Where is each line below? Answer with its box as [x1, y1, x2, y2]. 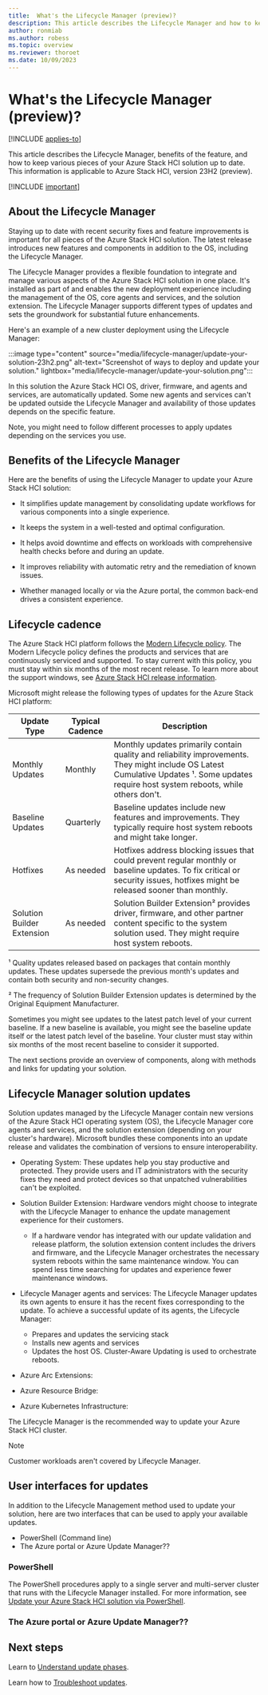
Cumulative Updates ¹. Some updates [113, 769, 253, 780]
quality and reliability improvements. [113, 749, 250, 761]
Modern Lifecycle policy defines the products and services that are [8, 647, 229, 657]
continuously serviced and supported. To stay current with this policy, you [8, 656, 252, 666]
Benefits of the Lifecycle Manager [8, 454, 181, 468]
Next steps [8, 1641, 64, 1654]
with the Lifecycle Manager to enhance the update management [19, 1207, 231, 1217]
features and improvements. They [113, 812, 240, 823]
